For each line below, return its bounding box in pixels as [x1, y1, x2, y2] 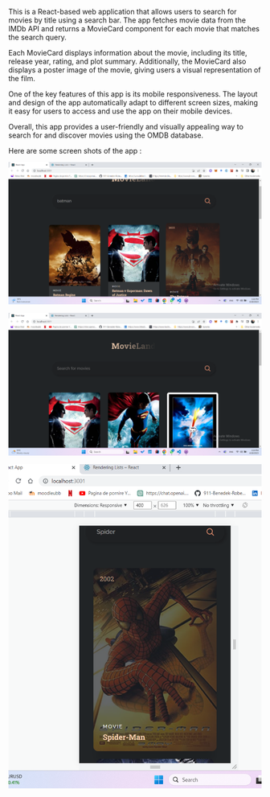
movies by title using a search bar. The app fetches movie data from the [8, 15, 247, 25]
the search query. [8, 32, 67, 42]
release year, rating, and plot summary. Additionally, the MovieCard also [8, 56, 247, 66]
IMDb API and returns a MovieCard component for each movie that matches [8, 24, 260, 33]
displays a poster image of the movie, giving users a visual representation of [8, 65, 261, 75]
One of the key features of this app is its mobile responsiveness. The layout [8, 89, 258, 99]
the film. [8, 74, 36, 83]
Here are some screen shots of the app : [8, 146, 142, 155]
